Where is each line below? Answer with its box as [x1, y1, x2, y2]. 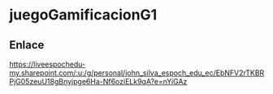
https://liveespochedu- [9, 59, 86, 69]
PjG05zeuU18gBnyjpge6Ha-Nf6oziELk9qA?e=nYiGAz [9, 77, 188, 86]
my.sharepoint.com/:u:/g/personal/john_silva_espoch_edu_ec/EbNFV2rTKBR [9, 68, 265, 78]
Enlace [9, 38, 45, 52]
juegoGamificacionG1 [9, 6, 158, 24]
